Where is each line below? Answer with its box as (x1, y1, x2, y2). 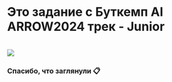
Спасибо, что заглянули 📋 (7, 66, 101, 76)
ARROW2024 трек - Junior (7, 19, 165, 34)
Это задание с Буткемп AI (7, 4, 164, 20)
